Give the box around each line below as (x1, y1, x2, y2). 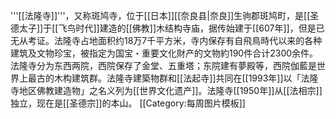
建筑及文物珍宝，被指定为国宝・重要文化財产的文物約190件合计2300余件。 (10, 47, 319, 59)
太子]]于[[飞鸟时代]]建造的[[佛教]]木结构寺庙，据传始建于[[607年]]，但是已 (18, 22, 325, 34)
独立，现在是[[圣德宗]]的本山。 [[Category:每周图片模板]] (10, 97, 246, 109)
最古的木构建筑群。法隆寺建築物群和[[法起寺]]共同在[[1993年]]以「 (27, 72, 302, 84)
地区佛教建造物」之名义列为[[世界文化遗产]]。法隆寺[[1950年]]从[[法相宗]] (18, 85, 323, 96)
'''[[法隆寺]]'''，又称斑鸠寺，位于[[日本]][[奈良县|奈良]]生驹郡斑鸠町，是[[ (10, 10, 311, 21)
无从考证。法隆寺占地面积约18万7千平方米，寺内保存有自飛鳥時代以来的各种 (10, 35, 323, 46)
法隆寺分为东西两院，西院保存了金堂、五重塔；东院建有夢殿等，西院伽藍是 (10, 60, 317, 71)
